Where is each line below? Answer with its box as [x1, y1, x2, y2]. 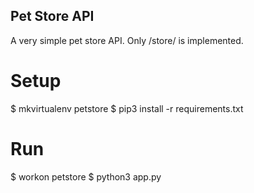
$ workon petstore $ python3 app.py [10, 170, 162, 183]
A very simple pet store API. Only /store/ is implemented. [10, 34, 244, 46]
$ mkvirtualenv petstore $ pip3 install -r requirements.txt [10, 102, 244, 114]
